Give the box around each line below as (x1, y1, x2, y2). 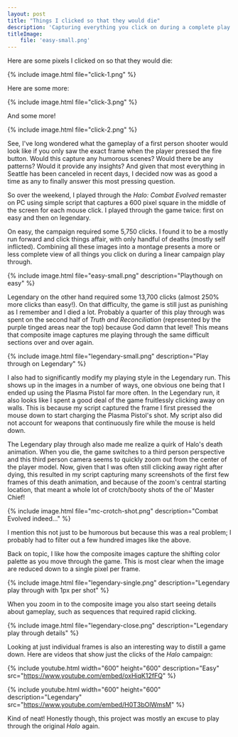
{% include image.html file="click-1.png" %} (7, 70, 136, 79)
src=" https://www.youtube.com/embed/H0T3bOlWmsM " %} (7, 701, 185, 709)
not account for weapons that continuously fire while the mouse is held (7, 419, 215, 427)
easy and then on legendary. (7, 214, 91, 222)
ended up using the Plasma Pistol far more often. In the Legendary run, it (7, 389, 220, 397)
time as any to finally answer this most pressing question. (7, 177, 175, 186)
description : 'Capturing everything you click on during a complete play (7, 23, 231, 31)
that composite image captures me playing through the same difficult (7, 330, 210, 339)
